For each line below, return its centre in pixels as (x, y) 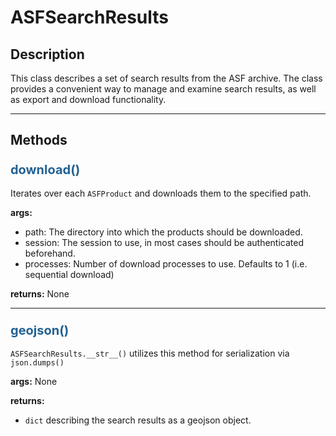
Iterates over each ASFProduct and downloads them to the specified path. (161, 193)
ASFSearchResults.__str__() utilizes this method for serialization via (150, 353)
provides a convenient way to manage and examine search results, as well (163, 89)
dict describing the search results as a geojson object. (138, 420)
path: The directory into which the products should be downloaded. (163, 232)
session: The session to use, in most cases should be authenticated (164, 242)
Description (47, 54)
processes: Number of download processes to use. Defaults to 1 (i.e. (166, 263)
